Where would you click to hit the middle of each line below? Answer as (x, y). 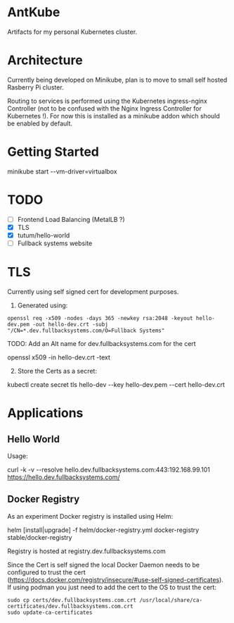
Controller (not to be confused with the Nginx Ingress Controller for (104, 108)
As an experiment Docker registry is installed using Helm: (90, 516)
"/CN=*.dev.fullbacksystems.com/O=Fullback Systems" (86, 331)
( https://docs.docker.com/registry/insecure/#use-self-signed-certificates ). (115, 579)
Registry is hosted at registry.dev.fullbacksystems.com (87, 551)
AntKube (34, 12)
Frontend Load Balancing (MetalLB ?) (71, 219)
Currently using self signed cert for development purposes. (93, 291)
